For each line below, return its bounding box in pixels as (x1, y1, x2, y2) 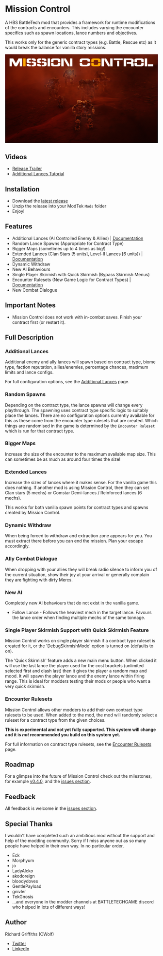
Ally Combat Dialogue (5, 555, 58, 562)
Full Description (5, 333, 54, 341)
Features (5, 223, 33, 231)
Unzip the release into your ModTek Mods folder (12, 203, 107, 209)
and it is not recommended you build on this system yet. (5, 731, 120, 737)
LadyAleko (12, 868, 33, 874)
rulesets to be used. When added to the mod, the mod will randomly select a (5, 712, 158, 718)
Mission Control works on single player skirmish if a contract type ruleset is (5, 638, 156, 644)
